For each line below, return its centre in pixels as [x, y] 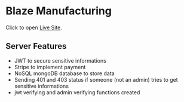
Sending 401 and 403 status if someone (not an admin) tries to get [96, 79]
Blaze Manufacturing [59, 11]
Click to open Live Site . [34, 27]
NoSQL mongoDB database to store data [64, 73]
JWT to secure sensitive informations [60, 60]
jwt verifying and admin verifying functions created [77, 92]
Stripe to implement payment [50, 67]
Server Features [36, 46]
